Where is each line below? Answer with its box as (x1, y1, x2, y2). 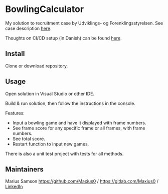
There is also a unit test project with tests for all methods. (5, 150, 124, 156)
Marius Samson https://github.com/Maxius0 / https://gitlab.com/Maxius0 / (5, 178, 159, 184)
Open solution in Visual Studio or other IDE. (5, 90, 94, 96)
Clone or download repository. (5, 62, 68, 68)
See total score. (12, 135, 45, 141)
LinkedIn (5, 183, 23, 189)
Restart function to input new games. (12, 141, 89, 147)
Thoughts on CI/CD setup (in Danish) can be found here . (5, 35, 122, 41)
